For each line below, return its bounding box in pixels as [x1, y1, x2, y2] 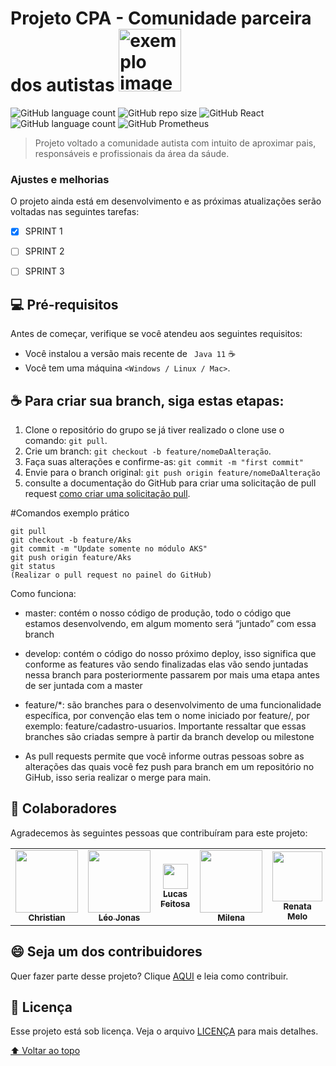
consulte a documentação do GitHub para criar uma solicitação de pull [24, 477, 317, 489]
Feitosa [160, 898, 191, 909]
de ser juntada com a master [24, 680, 143, 692]
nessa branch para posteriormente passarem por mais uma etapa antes [24, 669, 320, 681]
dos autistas [10, 74, 115, 97]
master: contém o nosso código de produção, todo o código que [24, 607, 292, 619]
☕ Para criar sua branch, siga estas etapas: [10, 392, 285, 409]
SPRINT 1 [24, 225, 63, 237]
